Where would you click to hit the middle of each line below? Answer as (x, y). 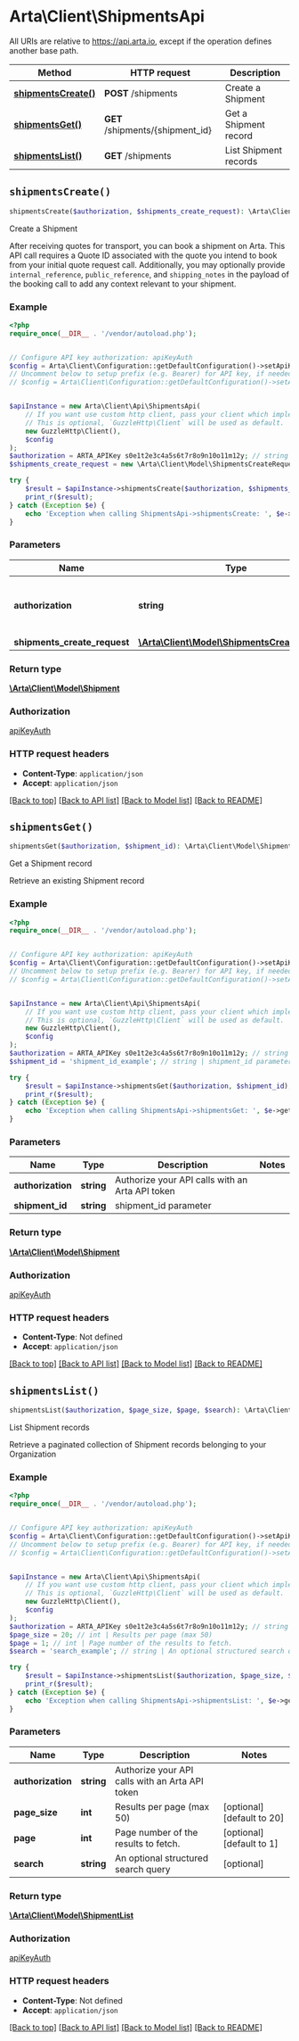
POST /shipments (141, 93)
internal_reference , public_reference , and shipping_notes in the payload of (149, 274)
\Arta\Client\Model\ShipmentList (72, 1915)
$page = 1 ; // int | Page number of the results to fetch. (121, 1643)
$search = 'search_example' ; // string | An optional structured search (147, 1651)
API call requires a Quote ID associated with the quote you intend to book (143, 255)
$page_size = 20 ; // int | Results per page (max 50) (111, 1635)
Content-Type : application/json (83, 773)
